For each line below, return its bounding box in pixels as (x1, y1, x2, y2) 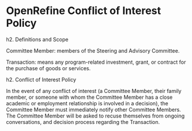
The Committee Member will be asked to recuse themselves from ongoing (6, 112, 185, 119)
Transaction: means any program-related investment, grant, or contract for (6, 58, 186, 65)
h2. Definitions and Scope (6, 36, 69, 43)
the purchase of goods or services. (6, 64, 91, 71)
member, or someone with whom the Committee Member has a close (6, 94, 173, 101)
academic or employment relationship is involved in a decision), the (6, 99, 169, 106)
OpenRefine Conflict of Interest (6, 4, 161, 18)
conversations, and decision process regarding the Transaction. (6, 118, 160, 125)
